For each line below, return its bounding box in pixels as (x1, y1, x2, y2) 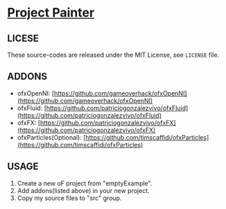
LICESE (7, 33, 40, 44)
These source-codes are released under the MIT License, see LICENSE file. (7, 51, 220, 59)
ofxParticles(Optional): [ (17, 133, 86, 141)
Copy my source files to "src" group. (17, 194, 122, 202)
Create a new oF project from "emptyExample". (17, 179, 153, 188)
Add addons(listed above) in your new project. (17, 186, 150, 194)
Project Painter (7, 5, 95, 21)
